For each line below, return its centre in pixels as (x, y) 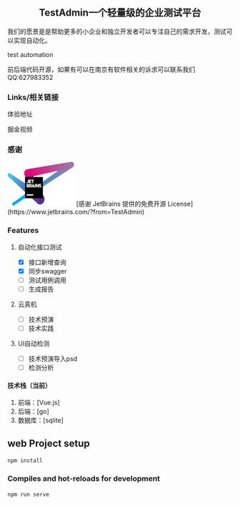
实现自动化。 (32, 40)
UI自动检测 (34, 344)
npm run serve (29, 494)
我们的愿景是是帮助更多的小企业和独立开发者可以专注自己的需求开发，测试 (117, 31)
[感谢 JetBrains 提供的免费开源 (121, 204)
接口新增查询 (47, 262)
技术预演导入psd (53, 359)
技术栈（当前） (29, 385)
